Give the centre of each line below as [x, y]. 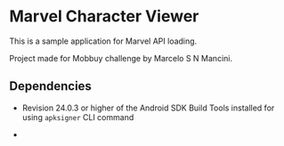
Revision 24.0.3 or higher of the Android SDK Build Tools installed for [148, 108]
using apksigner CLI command [78, 117]
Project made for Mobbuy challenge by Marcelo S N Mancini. [121, 58]
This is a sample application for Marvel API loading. [103, 41]
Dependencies [50, 86]
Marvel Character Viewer [104, 16]
